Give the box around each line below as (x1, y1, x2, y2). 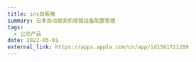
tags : (7, 24, 23, 31)
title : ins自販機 (7, 10, 55, 18)
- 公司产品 (13, 30, 42, 38)
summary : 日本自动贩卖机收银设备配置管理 (7, 17, 116, 24)
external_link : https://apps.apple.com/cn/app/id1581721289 (7, 43, 190, 51)
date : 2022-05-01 (7, 37, 59, 44)
